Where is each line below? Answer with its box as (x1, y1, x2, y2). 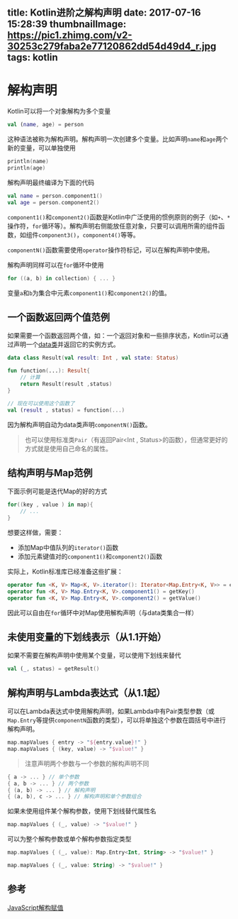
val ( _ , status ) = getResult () (7, 666, 100, 673)
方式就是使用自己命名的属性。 (24, 444, 112, 453)
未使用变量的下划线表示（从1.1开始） (7, 631, 167, 643)
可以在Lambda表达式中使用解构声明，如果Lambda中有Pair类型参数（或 (7, 707, 215, 715)
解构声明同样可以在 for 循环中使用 (7, 260, 104, 269)
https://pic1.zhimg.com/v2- (7, 29, 132, 41)
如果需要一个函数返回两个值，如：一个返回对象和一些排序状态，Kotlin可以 (7, 331, 222, 340)
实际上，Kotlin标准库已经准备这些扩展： (7, 567, 123, 576)
